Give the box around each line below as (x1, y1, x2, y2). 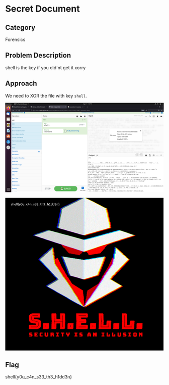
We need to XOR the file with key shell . (5, 92, 87, 99)
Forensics (5, 36, 26, 42)
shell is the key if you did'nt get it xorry (5, 64, 86, 71)
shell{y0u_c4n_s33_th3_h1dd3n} (5, 374, 72, 380)
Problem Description (5, 51, 71, 60)
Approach (5, 79, 37, 88)
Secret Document (5, 3, 80, 15)
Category (5, 23, 36, 32)
